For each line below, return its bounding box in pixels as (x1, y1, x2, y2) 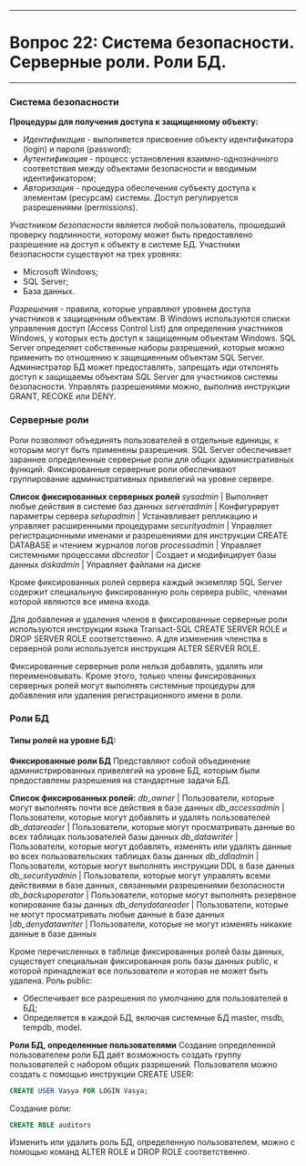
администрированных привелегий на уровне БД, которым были (9, 764, 260, 776)
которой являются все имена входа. (9, 595, 152, 607)
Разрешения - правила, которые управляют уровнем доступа (9, 303, 251, 315)
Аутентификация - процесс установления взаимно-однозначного (22, 153, 279, 164)
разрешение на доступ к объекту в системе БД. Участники (9, 239, 240, 250)
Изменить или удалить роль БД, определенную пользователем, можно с (9, 1137, 296, 1148)
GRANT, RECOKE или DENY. (9, 391, 117, 402)
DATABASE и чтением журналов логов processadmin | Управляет (9, 540, 262, 551)
